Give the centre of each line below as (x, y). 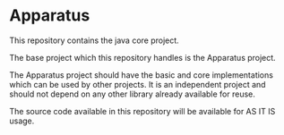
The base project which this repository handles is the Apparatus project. (142, 57)
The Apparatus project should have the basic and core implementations (141, 75)
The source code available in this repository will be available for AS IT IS (142, 111)
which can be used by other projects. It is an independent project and (138, 84)
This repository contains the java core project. (94, 40)
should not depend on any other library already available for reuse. (132, 94)
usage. (22, 121)
